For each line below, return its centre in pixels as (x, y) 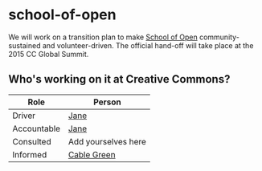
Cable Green (92, 154)
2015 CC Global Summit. (49, 54)
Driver (24, 116)
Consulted (32, 141)
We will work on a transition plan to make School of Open (103, 37)
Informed (30, 154)
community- (219, 37)
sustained (25, 45)
